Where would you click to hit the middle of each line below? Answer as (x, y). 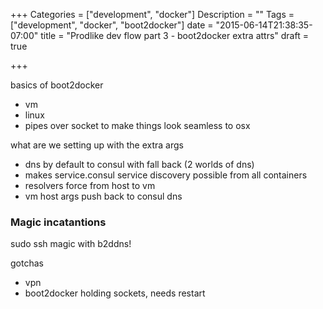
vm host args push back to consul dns (103, 196)
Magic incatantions (58, 222)
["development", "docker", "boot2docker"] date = (112, 25)
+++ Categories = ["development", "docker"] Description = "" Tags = (152, 14)
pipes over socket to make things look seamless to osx (137, 125)
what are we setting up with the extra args (97, 145)
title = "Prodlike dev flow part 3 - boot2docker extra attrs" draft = (174, 35)
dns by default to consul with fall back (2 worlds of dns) (139, 164)
